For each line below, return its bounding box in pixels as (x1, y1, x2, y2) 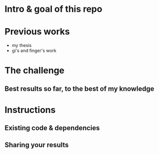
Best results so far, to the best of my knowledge (4, 84, 155, 93)
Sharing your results (4, 141, 69, 149)
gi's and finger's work (11, 48, 57, 54)
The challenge (4, 65, 65, 76)
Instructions (4, 104, 56, 115)
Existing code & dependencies (4, 124, 100, 132)
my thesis (11, 42, 32, 48)
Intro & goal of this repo (4, 3, 102, 15)
